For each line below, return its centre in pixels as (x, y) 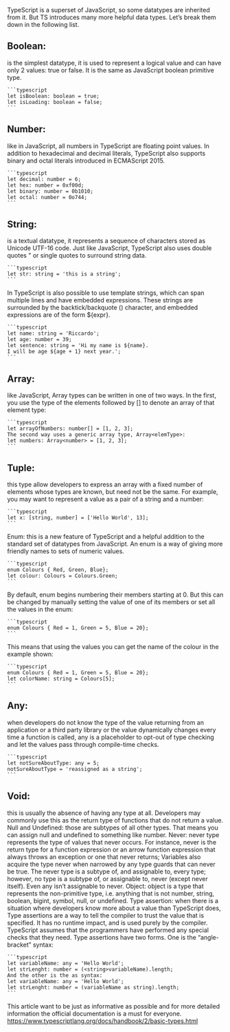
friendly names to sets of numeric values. (66, 551)
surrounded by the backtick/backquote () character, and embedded (103, 308)
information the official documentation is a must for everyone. (94, 1013)
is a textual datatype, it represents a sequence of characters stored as (106, 241)
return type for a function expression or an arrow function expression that (111, 849)
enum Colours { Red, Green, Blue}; (58, 570)
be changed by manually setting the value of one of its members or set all (111, 602)
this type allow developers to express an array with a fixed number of (105, 484)
